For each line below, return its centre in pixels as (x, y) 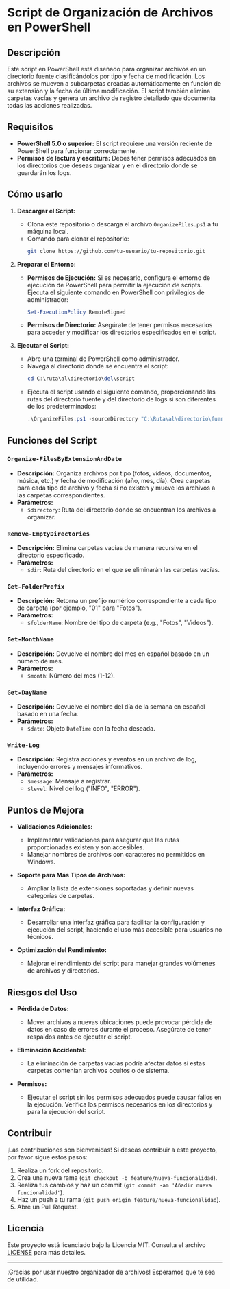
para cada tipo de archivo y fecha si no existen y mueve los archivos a (116, 488)
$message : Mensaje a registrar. (69, 781)
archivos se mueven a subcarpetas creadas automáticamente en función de (114, 83)
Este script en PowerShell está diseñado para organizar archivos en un (107, 69)
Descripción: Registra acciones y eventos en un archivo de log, (107, 759)
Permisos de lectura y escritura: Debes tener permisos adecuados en (116, 158)
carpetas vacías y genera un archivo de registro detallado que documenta (111, 98)
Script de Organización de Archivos (110, 13)
